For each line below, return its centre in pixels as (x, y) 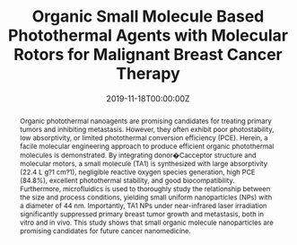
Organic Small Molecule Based (148, 17)
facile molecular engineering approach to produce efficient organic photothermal (147, 146)
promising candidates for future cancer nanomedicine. (105, 231)
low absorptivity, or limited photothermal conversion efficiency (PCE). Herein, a (144, 138)
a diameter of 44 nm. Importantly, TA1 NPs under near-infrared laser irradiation (143, 205)
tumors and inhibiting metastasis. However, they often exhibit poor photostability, (147, 129)
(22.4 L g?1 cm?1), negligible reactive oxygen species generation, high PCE (137, 172)
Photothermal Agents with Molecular (148, 35)
